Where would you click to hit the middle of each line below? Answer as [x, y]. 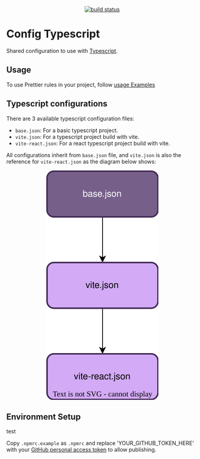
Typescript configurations [57, 104]
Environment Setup [43, 417]
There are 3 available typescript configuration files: [71, 118]
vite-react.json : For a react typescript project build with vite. [92, 143]
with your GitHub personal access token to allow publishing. [81, 450]
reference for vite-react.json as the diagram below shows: [81, 161]
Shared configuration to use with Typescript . [62, 51]
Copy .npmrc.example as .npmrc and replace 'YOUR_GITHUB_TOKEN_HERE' [100, 443]
